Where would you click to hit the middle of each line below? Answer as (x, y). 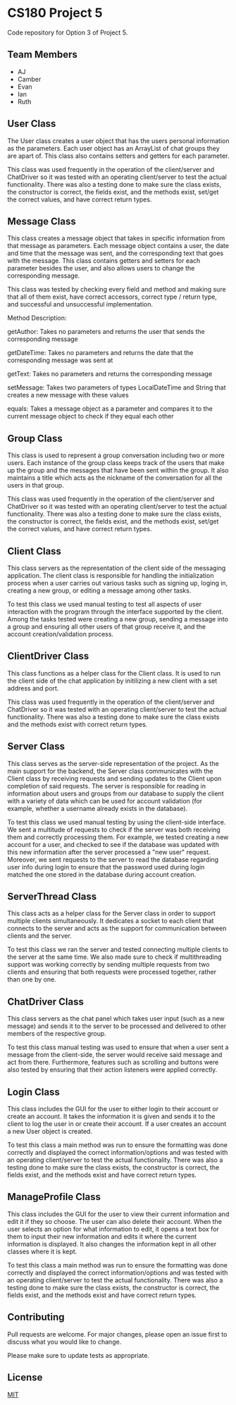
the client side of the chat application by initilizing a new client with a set (112, 681)
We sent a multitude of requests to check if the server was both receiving (114, 829)
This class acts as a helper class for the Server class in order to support (112, 913)
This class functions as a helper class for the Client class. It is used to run (114, 673)
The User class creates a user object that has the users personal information (118, 141)
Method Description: (37, 318)
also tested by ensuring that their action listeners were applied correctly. (112, 1070)
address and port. (33, 688)
